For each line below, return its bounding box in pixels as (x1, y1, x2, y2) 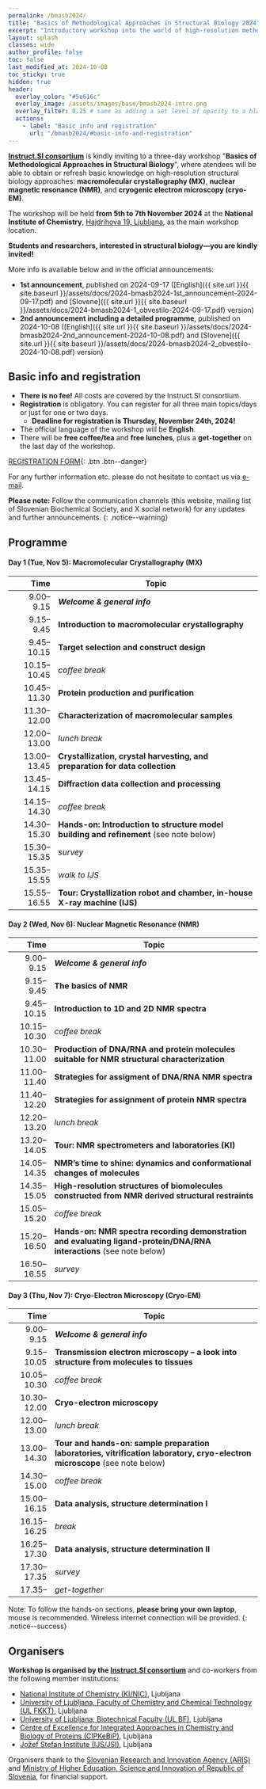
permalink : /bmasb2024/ (8, 11, 87, 20)
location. (8, 225, 37, 234)
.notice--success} (8, 1621, 67, 1631)
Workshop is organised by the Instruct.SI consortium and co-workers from (8, 1665, 257, 1675)
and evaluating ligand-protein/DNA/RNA (54, 1236, 211, 1247)
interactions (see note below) (54, 1246, 166, 1257)
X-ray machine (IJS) (58, 897, 138, 908)
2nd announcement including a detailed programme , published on (19, 314, 241, 323)
